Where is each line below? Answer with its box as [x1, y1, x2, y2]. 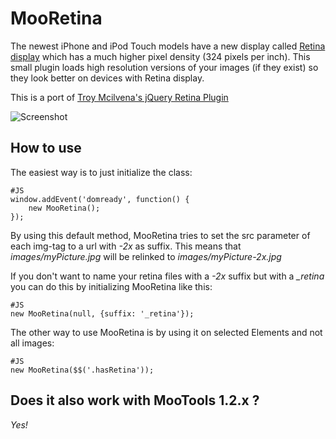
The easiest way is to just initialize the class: [10, 166, 193, 178]
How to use [10, 140, 82, 157]
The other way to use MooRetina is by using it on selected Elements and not [10, 326, 323, 338]
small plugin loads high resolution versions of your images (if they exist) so [10, 61, 319, 73]
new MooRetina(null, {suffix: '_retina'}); [10, 308, 195, 319]
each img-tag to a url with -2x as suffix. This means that [10, 240, 242, 252]
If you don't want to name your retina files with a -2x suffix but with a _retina [10, 270, 325, 282]
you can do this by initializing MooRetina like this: [10, 280, 213, 292]
